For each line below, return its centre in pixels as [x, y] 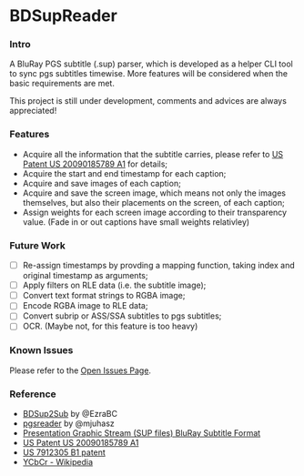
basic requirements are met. [62, 84]
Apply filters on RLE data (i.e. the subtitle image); [114, 285]
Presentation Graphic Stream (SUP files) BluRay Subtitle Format [142, 433]
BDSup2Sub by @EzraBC [70, 414]
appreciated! [33, 111]
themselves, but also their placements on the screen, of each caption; [153, 202]
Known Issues [41, 350]
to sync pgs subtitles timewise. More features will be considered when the [149, 74]
